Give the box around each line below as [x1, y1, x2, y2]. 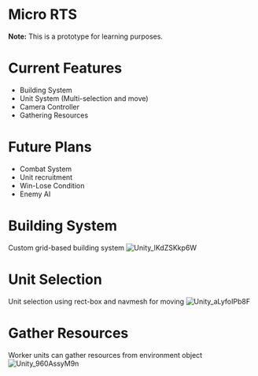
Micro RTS [8, 6, 77, 24]
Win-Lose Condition [19, 181, 85, 190]
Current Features [8, 59, 123, 77]
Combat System [19, 164, 72, 173]
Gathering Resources [19, 110, 89, 120]
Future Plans [8, 138, 92, 156]
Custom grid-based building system [8, 243, 124, 252]
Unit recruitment [19, 172, 73, 182]
